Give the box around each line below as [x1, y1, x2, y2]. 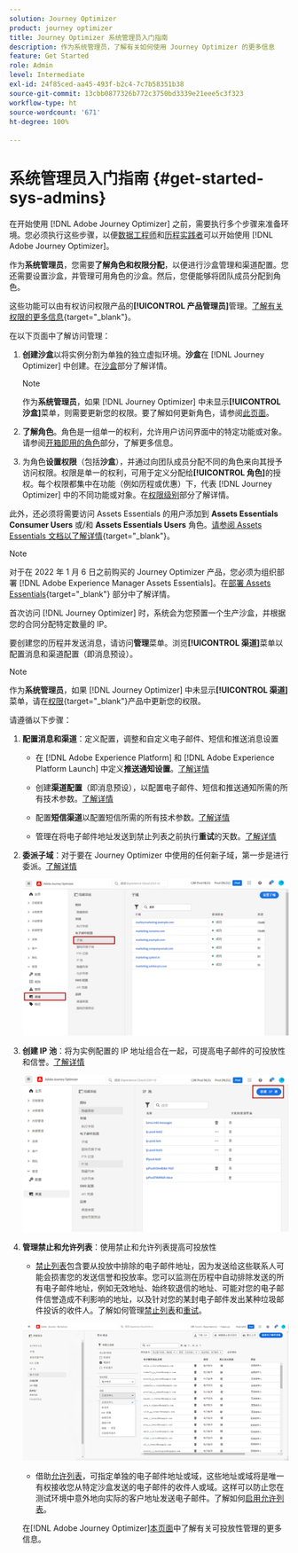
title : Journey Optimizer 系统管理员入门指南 [9, 33, 169, 42]
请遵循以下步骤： [9, 715, 72, 726]
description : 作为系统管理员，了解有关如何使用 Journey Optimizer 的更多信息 [9, 43, 275, 51]
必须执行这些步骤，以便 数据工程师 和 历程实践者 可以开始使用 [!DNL [32, 230, 273, 240]
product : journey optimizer [9, 23, 114, 33]
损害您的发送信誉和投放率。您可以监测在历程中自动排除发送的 [51, 1271, 277, 1282]
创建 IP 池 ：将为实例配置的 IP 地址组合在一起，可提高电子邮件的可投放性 [21, 1046, 286, 1056]
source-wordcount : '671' [9, 107, 101, 117]
